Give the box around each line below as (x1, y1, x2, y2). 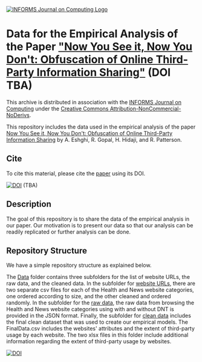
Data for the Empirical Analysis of (6, 27, 178, 41)
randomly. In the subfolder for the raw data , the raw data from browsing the (6, 299, 195, 306)
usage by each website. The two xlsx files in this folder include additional (6, 331, 189, 339)
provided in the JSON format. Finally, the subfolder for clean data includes (6, 312, 192, 320)
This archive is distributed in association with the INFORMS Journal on (6, 98, 181, 106)
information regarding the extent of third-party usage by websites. (6, 338, 172, 345)
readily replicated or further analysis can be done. (6, 228, 131, 235)
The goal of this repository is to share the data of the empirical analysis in (6, 215, 189, 223)
